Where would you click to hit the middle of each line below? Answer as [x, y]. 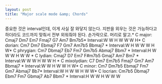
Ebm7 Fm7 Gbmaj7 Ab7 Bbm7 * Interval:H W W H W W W [63, 76]
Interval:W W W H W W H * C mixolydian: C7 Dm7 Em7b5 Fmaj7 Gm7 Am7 [80, 61]
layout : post [18, 9]
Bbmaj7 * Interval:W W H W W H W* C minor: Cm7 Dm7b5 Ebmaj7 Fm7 [77, 66]
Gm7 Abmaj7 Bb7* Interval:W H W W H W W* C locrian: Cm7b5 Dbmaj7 [77, 71]
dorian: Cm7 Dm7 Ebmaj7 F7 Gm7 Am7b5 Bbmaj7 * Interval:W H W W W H [80, 45]
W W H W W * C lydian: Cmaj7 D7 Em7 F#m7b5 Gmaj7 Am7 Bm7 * [72, 55]
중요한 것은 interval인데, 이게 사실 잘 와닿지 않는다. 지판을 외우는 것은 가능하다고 [81, 28]
